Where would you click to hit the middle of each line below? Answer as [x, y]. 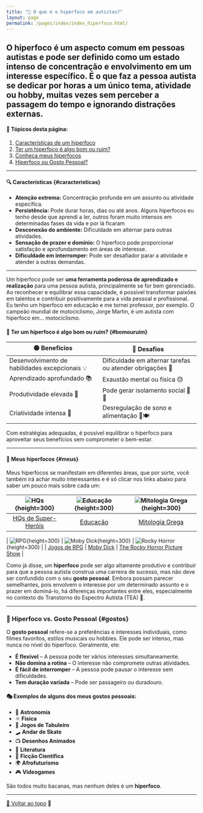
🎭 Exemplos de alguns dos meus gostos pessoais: [72, 696]
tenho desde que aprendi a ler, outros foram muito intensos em [93, 217]
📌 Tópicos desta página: [37, 129]
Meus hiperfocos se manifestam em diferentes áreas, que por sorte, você [98, 472]
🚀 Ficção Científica [39, 756]
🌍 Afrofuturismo [37, 763]
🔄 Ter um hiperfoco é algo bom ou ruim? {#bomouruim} [77, 332]
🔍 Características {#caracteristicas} [53, 182]
